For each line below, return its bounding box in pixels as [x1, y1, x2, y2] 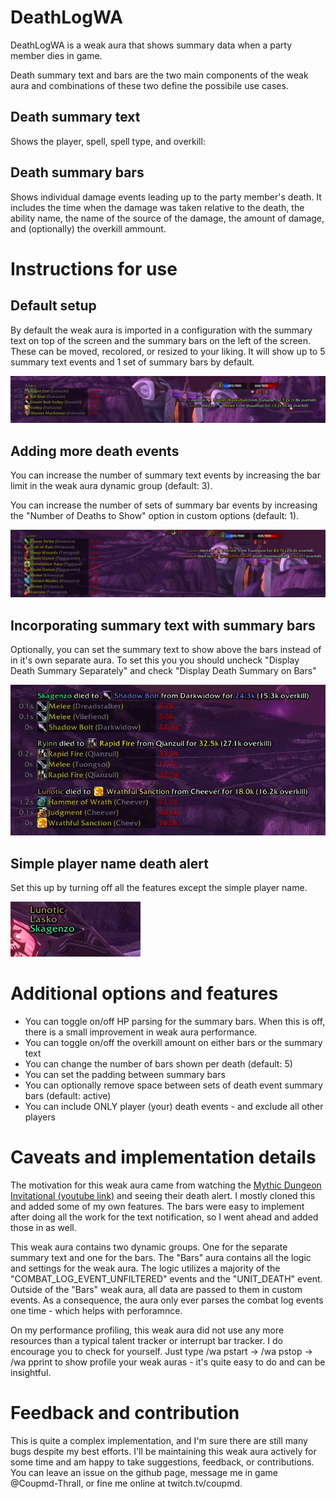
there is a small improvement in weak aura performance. [24, 1026, 258, 1038]
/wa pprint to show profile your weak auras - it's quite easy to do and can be [10, 1356, 326, 1368]
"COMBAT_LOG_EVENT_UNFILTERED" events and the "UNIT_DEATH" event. [10, 1272, 323, 1285]
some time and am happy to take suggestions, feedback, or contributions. [10, 1456, 315, 1468]
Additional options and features [10, 982, 279, 1005]
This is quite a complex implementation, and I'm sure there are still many [10, 1434, 308, 1446]
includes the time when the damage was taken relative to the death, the [10, 201, 305, 213]
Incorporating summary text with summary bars [10, 617, 316, 634]
